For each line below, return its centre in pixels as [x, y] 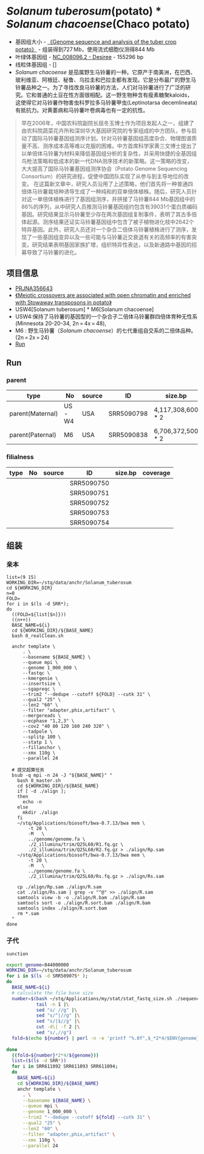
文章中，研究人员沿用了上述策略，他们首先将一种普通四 [124, 184]
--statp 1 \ [37, 742]
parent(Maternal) [34, 413]
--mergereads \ [42, 716]
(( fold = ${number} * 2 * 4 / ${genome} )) [55, 1055]
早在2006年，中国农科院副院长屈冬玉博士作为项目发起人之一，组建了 [107, 123]
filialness [20, 457]
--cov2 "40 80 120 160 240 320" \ [66, 727]
